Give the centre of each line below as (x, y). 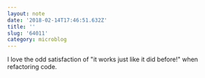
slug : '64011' (28, 33)
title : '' (22, 26)
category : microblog (37, 40)
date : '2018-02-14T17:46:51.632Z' (58, 20)
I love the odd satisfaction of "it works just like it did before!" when (103, 59)
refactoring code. (32, 67)
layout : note (26, 14)
